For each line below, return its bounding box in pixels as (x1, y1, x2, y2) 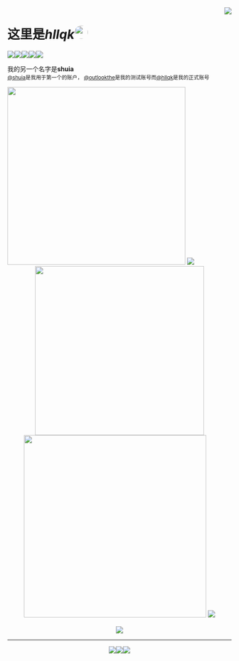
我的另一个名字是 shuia (7, 64, 75, 73)
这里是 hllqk (7, 26, 75, 43)
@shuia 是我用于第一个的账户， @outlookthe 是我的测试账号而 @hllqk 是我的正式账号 (7, 74, 210, 81)
